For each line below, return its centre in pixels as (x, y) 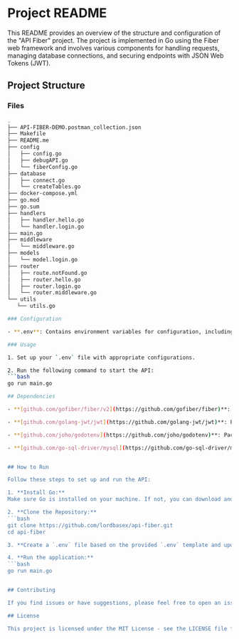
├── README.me (28, 140)
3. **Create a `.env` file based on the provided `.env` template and (114, 545)
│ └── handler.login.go (46, 227)
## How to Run (28, 467)
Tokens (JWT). (29, 63)
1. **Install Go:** (36, 493)
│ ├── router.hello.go (44, 279)
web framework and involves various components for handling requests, (113, 48)
